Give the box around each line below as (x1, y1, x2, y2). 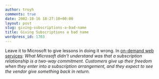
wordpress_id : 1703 (5, 35, 45, 39)
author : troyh (5, 7, 34, 12)
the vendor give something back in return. (5, 68, 90, 74)
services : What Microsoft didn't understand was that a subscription (5, 53, 142, 59)
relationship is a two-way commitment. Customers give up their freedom (5, 58, 152, 64)
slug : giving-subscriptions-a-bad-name (5, 25, 87, 30)
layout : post (5, 20, 32, 26)
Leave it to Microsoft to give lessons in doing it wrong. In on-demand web (5, 47, 154, 54)
